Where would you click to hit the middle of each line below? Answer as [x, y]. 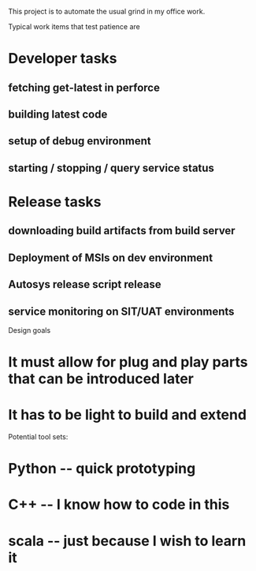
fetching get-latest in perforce [84, 87]
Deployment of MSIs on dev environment [111, 258]
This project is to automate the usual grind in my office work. [107, 11]
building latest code [58, 114]
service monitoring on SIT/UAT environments [121, 311]
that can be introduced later [101, 379]
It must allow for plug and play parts [128, 362]
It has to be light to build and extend [127, 415]
